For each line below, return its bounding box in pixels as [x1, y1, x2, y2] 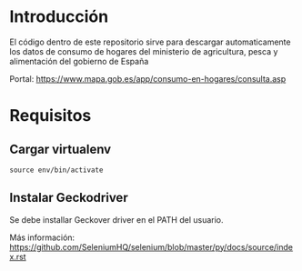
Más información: [9, 232, 75, 243]
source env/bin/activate [9, 166, 104, 175]
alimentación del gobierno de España [9, 55, 149, 66]
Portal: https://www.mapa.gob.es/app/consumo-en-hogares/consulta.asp [9, 73, 287, 84]
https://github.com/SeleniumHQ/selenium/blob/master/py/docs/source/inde [9, 241, 294, 252]
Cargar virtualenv [9, 141, 112, 156]
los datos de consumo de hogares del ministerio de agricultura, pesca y [9, 45, 278, 56]
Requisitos [9, 105, 92, 126]
